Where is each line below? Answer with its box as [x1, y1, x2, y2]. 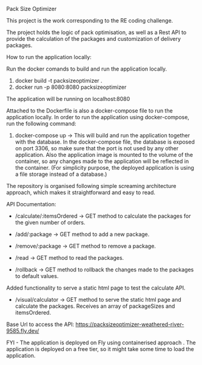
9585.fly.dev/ [6, 327, 39, 334]
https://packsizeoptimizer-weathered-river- [75, 321, 184, 328]
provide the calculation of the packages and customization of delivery [6, 35, 181, 42]
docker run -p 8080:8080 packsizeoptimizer [15, 83, 127, 91]
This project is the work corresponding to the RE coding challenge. [6, 17, 173, 24]
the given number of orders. [15, 219, 86, 226]
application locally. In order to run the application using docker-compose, [6, 114, 190, 120]
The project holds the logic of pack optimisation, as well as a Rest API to [6, 29, 187, 36]
